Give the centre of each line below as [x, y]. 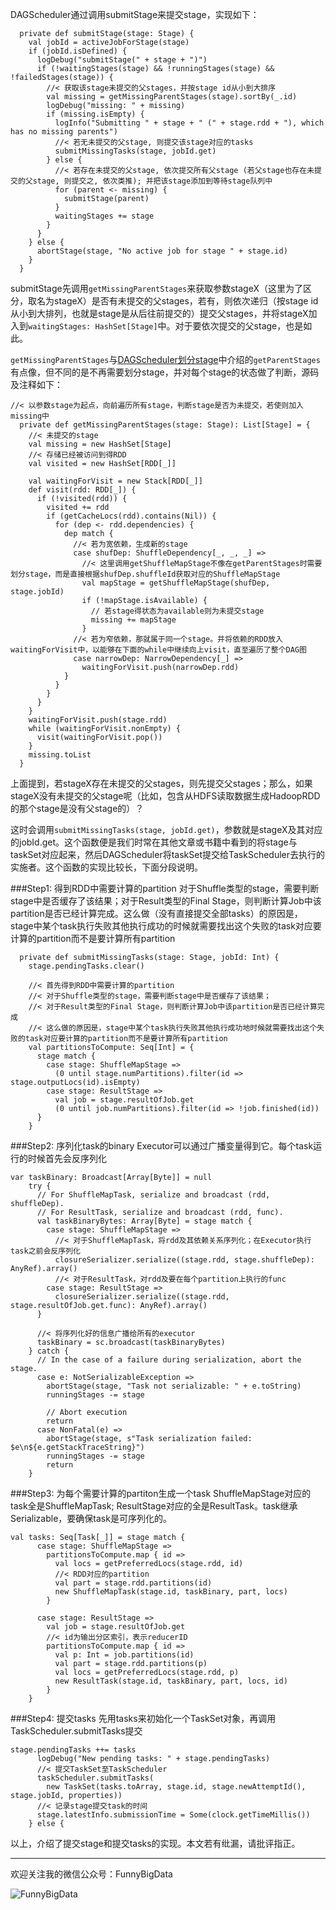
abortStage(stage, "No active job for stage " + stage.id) [162, 251]
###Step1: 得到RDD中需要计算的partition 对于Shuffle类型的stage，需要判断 [165, 888]
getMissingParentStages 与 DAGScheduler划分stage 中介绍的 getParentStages [165, 359]
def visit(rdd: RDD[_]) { [82, 490]
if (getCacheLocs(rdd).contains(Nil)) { [131, 516]
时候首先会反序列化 [67, 1158]
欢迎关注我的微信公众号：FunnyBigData [91, 1874]
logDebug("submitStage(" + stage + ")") [122, 60]
